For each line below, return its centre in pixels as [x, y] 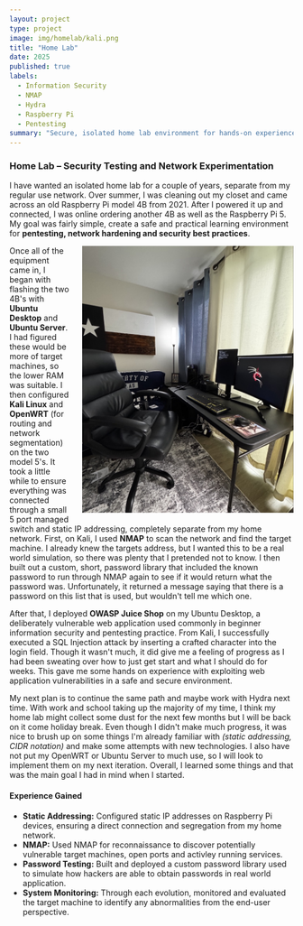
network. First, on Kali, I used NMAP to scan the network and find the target [150, 539]
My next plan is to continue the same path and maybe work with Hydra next [150, 699]
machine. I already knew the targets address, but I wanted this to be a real [147, 548]
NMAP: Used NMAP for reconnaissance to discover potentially [139, 845]
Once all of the [37, 251]
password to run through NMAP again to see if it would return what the [141, 577]
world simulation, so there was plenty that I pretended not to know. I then [145, 558]
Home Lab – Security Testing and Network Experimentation [142, 166]
